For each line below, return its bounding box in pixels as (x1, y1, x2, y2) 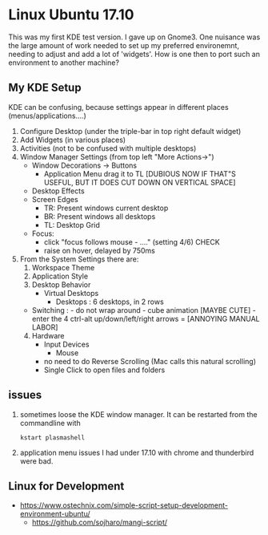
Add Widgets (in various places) (19, 135, 126, 144)
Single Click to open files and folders (43, 365, 166, 375)
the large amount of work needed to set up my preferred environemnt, (8, 40, 240, 50)
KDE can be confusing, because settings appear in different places (8, 102, 230, 111)
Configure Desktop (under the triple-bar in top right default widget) (19, 126, 242, 136)
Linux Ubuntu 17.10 (8, 6, 134, 24)
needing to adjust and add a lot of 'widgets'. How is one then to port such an (8, 49, 260, 59)
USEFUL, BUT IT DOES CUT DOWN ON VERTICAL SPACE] (43, 177, 236, 187)
